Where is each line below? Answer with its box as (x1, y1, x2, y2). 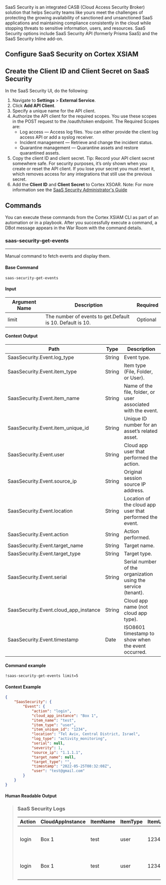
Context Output (5, 333, 38, 339)
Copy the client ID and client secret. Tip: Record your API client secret (12, 156, 155, 161)
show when (124, 636, 151, 643)
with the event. (124, 407, 159, 414)
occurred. (124, 648, 147, 655)
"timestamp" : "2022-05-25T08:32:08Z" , (31, 764, 112, 769)
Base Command (5, 264, 39, 270)
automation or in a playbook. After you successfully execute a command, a (5, 220, 157, 226)
